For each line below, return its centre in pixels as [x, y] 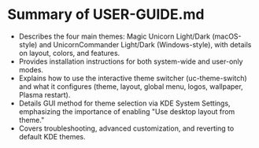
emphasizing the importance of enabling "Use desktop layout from [127, 111]
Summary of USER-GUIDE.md [106, 15]
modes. [31, 69]
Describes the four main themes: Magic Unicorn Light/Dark [114, 36]
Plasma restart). [44, 94]
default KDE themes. [52, 136]
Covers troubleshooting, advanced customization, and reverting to [126, 128]
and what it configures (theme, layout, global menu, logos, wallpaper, [131, 86]
